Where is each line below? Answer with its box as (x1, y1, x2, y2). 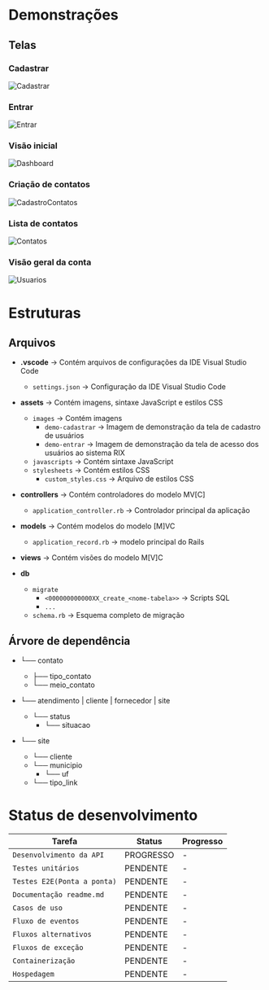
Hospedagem (12, 970, 54, 979)
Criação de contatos (8, 179, 91, 191)
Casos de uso (12, 904, 63, 913)
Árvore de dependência (8, 633, 131, 648)
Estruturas (8, 304, 81, 322)
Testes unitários (12, 864, 80, 873)
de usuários (44, 431, 85, 440)
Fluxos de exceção (12, 943, 84, 953)
